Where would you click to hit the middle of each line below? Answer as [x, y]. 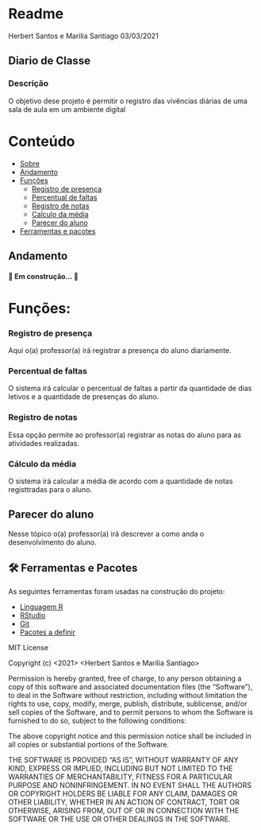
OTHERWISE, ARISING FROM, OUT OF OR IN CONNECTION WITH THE [124, 810]
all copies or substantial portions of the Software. [88, 744]
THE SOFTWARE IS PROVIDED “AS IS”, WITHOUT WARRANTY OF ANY [123, 759]
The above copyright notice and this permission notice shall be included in [130, 735]
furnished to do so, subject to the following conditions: [97, 720]
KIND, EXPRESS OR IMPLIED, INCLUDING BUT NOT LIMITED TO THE [121, 768]
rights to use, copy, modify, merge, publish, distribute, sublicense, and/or [128, 704]
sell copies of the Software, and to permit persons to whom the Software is [131, 712]
